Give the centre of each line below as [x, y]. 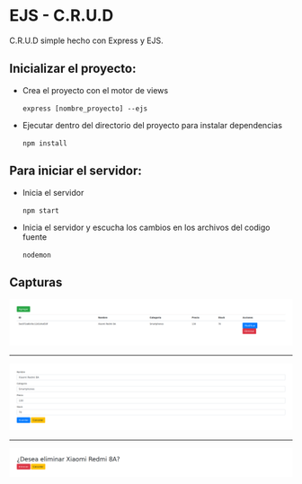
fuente [35, 237]
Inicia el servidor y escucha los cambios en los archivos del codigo [146, 227]
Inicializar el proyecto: [73, 69]
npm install [44, 143]
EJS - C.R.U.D [62, 16]
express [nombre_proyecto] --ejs [85, 109]
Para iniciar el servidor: [75, 171]
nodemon [36, 255]
